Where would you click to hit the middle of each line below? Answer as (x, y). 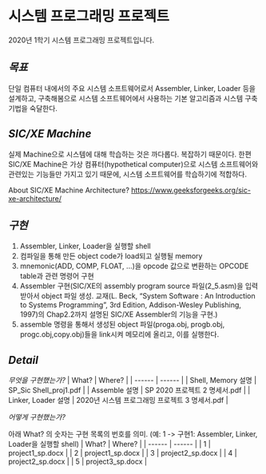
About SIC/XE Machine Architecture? (69, 190)
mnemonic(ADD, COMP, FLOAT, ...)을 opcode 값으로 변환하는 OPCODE (134, 266)
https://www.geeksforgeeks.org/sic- (191, 190)
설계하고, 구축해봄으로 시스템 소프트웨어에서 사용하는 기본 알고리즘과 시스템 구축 (133, 98)
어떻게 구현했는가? (37, 417)
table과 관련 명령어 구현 (57, 276)
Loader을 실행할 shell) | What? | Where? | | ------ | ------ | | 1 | (110, 444)
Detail (23, 360)
